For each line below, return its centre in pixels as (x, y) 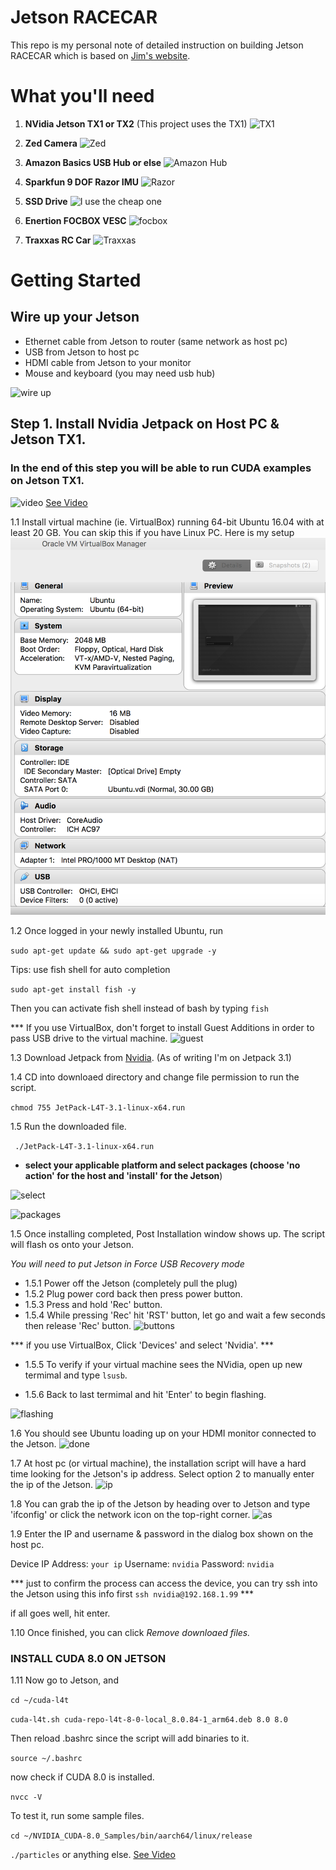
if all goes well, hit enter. (60, 1613)
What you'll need (82, 96)
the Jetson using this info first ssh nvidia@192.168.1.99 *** (132, 1594)
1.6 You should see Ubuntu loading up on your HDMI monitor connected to (163, 1433)
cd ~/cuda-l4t (40, 1701)
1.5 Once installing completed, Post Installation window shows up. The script (168, 1234)
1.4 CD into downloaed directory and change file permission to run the (155, 1077)
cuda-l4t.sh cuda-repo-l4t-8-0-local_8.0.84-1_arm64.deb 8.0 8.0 (149, 1720)
